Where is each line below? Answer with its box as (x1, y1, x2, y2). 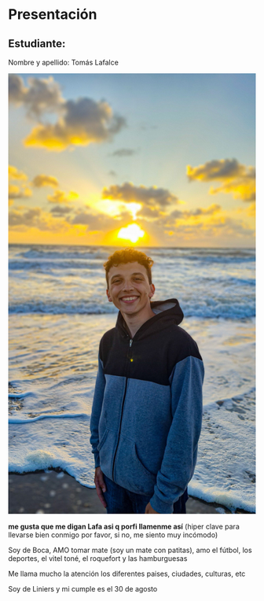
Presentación (8, 6, 97, 24)
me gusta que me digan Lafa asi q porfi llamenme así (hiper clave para (8, 522, 240, 531)
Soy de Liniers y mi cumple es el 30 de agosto (8, 584, 158, 593)
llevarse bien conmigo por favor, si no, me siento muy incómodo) (8, 530, 218, 540)
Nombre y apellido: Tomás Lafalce (8, 57, 119, 67)
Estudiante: (8, 37, 66, 50)
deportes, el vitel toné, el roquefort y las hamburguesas (8, 554, 188, 563)
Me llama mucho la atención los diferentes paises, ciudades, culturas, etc (8, 569, 246, 578)
